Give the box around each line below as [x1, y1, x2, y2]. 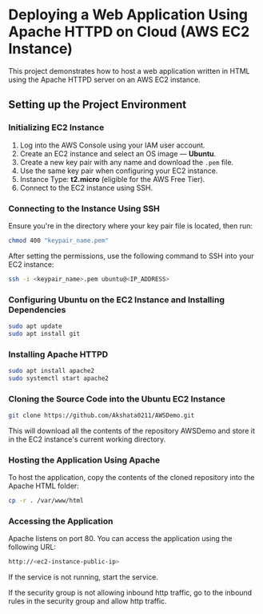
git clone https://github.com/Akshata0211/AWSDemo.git [8, 411, 195, 420]
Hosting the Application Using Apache [8, 454, 161, 466]
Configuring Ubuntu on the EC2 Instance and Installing [8, 294, 225, 305]
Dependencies [8, 304, 66, 315]
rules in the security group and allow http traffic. [8, 596, 167, 606]
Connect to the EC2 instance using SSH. [19, 183, 153, 192]
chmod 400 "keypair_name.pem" [8, 236, 110, 244]
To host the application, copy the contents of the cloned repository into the [8, 473, 255, 483]
